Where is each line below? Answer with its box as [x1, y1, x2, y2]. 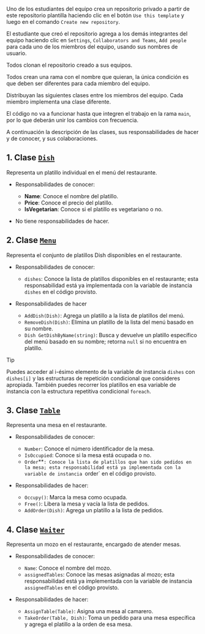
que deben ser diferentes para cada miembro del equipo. [6, 80, 151, 87]
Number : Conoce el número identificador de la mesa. [24, 445, 155, 452]
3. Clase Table [6, 405, 61, 416]
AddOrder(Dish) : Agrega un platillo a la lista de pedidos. [24, 507, 164, 514]
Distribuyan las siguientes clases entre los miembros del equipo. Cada [6, 92, 184, 99]
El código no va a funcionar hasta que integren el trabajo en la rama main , [6, 110, 191, 117]
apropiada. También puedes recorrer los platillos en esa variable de [6, 381, 176, 388]
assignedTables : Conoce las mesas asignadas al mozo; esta [24, 571, 175, 578]
